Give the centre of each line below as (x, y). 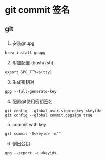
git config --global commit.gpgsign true (49, 115)
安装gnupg (23, 43)
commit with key (29, 124)
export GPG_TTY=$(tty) (29, 72)
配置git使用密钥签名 (33, 101)
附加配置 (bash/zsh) (33, 62)
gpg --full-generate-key (31, 91)
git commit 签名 (38, 10)
